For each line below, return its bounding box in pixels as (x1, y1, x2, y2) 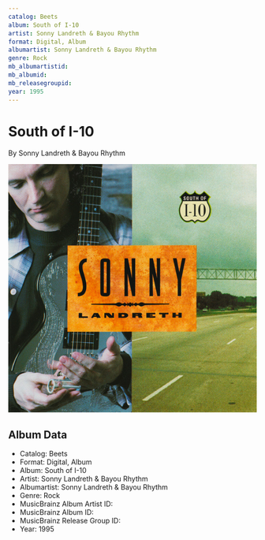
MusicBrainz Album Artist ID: (19, 499, 114, 508)
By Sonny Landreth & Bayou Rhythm (8, 148, 126, 158)
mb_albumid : (8, 71, 47, 79)
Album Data (8, 428, 68, 441)
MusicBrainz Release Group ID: (19, 516, 121, 526)
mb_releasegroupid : (8, 79, 73, 87)
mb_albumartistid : (8, 63, 69, 71)
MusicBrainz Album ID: (19, 508, 95, 517)
